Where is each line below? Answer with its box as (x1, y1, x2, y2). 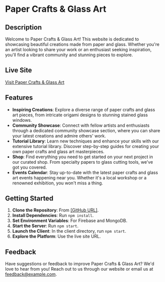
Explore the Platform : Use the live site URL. (12, 233, 101, 240)
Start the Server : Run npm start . (12, 223, 79, 229)
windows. (12, 117, 32, 123)
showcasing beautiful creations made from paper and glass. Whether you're (5, 41, 160, 47)
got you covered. (12, 164, 47, 170)
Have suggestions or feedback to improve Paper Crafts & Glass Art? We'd (5, 261, 154, 267)
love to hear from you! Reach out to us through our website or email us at (5, 266, 154, 272)
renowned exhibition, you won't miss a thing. (12, 180, 103, 186)
